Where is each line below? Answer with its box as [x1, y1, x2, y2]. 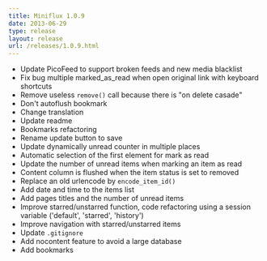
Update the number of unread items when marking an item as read [19, 159, 243, 169]
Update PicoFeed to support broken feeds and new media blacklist [19, 64, 243, 74]
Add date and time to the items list [19, 185, 135, 195]
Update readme [19, 116, 73, 126]
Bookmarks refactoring [19, 125, 97, 135]
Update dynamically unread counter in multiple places [19, 142, 201, 152]
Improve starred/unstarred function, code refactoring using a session [19, 202, 251, 212]
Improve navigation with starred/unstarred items [19, 220, 181, 229]
